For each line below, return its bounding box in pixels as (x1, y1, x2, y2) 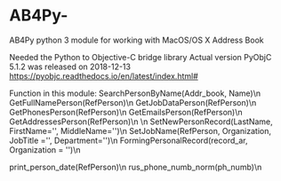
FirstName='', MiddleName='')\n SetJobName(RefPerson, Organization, (9, 125, 272, 136)
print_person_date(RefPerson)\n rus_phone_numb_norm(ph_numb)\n (9, 161, 262, 172)
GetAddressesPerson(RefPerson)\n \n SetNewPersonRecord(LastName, (9, 116, 273, 127)
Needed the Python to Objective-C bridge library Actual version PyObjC (9, 51, 272, 62)
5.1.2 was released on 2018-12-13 (9, 61, 132, 72)
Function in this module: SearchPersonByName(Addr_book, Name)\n (9, 88, 261, 98)
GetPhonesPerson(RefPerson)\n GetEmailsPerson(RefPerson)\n (9, 106, 243, 117)
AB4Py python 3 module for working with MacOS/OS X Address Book (9, 35, 264, 45)
